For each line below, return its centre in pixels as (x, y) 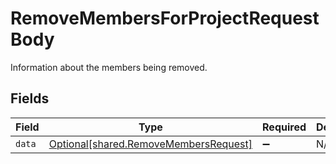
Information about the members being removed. (109, 67)
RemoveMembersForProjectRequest (165, 18)
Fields (30, 98)
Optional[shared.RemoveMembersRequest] (150, 144)
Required (284, 127)
